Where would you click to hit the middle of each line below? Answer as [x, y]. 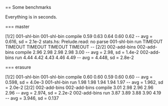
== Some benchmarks [28, 7]
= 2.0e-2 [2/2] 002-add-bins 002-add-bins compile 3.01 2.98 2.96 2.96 [79, 87]
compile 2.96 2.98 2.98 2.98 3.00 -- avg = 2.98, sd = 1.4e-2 [77, 52]
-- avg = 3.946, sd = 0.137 [32, 98]
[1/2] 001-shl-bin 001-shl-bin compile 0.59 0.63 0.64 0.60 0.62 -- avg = [79, 36]
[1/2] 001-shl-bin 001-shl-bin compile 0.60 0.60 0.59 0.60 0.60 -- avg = [79, 77]
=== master [18, 26]
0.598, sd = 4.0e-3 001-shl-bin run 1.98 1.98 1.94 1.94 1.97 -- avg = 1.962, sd [84, 82]
